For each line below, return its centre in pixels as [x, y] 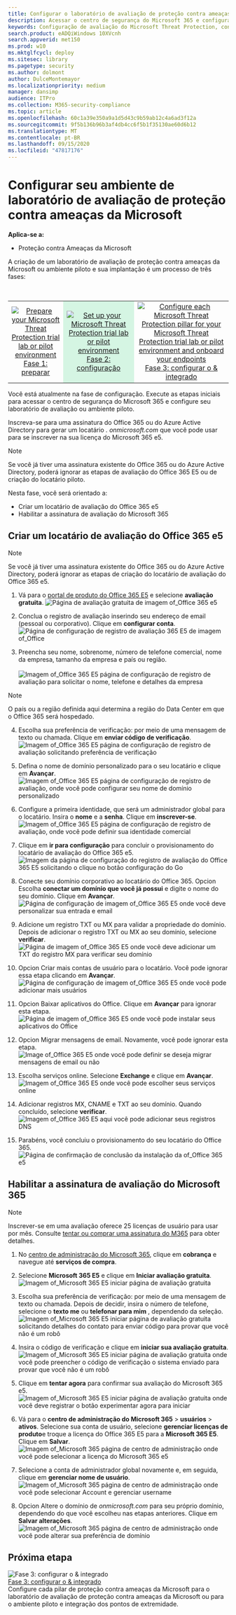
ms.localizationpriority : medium [57, 86]
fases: [17, 276]
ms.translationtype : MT [43, 131]
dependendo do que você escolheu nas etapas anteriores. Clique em [118, 1513]
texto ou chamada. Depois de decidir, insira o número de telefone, [113, 1304]
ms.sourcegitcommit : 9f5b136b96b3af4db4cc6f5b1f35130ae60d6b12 [102, 124]
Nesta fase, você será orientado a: [58, 493]
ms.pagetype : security [41, 66]
